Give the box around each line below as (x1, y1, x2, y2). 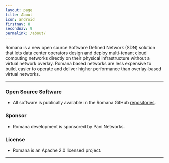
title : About (5, 12, 33, 17)
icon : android (5, 17, 35, 22)
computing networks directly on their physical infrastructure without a (5, 55, 150, 61)
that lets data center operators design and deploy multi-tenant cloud (5, 50, 147, 56)
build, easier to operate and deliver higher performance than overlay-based (5, 66, 162, 72)
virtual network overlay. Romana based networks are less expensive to (5, 61, 152, 66)
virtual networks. (5, 71, 40, 77)
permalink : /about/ (5, 31, 46, 36)
